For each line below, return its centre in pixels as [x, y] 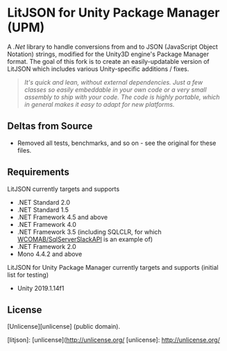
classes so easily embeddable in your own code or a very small [115, 89]
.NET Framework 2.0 [47, 246]
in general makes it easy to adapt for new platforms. [99, 104]
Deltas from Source [50, 126]
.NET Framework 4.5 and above [62, 217]
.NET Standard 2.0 [44, 202]
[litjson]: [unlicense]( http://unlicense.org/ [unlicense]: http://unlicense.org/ [113, 340]
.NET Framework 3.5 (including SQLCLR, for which [89, 232]
